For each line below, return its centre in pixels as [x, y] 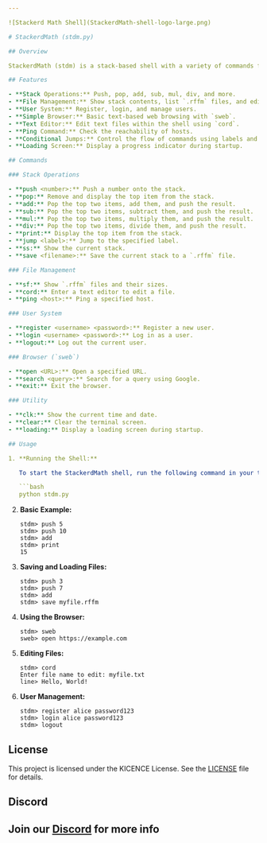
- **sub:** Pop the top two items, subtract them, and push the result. [131, 212]
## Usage [23, 444]
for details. [26, 777]
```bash [31, 487]
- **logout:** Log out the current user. [78, 343]
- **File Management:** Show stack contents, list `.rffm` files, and [128, 102]
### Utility [28, 401]
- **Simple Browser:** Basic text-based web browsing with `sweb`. [122, 116]
